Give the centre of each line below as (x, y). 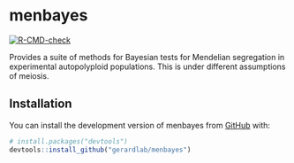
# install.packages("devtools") (68, 141)
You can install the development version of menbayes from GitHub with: (140, 125)
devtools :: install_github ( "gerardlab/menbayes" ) (100, 150)
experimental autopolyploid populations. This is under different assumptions (147, 66)
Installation (41, 104)
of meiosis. (29, 75)
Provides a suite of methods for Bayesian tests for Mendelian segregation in (147, 57)
